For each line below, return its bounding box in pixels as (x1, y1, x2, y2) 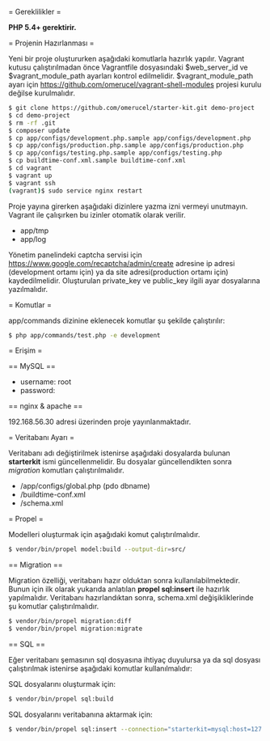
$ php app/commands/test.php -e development (8, 331, 161, 339)
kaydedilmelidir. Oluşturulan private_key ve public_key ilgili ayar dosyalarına (8, 275, 260, 286)
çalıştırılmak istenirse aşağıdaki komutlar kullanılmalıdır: (8, 663, 192, 673)
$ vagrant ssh (8, 179, 57, 187)
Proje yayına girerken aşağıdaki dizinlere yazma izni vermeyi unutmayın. (8, 201, 248, 211)
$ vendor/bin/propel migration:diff (8, 617, 132, 625)
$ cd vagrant (8, 164, 53, 172)
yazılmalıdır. (8, 284, 49, 294)
